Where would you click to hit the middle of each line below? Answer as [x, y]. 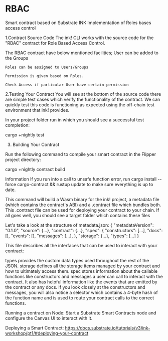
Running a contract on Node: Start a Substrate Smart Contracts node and [81, 313]
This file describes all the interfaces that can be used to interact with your [81, 245]
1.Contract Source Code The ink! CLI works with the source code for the [79, 38]
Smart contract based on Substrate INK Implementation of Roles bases [78, 23]
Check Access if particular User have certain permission [67, 85]
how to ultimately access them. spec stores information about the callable [81, 271]
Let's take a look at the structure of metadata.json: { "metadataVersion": [79, 225]
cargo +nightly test [25, 135]
